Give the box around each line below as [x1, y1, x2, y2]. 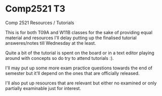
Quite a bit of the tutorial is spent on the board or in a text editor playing [5, 50, 154, 56]
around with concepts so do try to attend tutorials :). [5, 55, 114, 61]
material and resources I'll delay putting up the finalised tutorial [5, 35, 137, 41]
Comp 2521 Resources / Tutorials [5, 20, 74, 26]
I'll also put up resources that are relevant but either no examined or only [5, 80, 157, 86]
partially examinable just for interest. [5, 85, 82, 91]
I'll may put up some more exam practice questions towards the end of [5, 65, 153, 71]
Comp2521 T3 [5, 3, 66, 15]
